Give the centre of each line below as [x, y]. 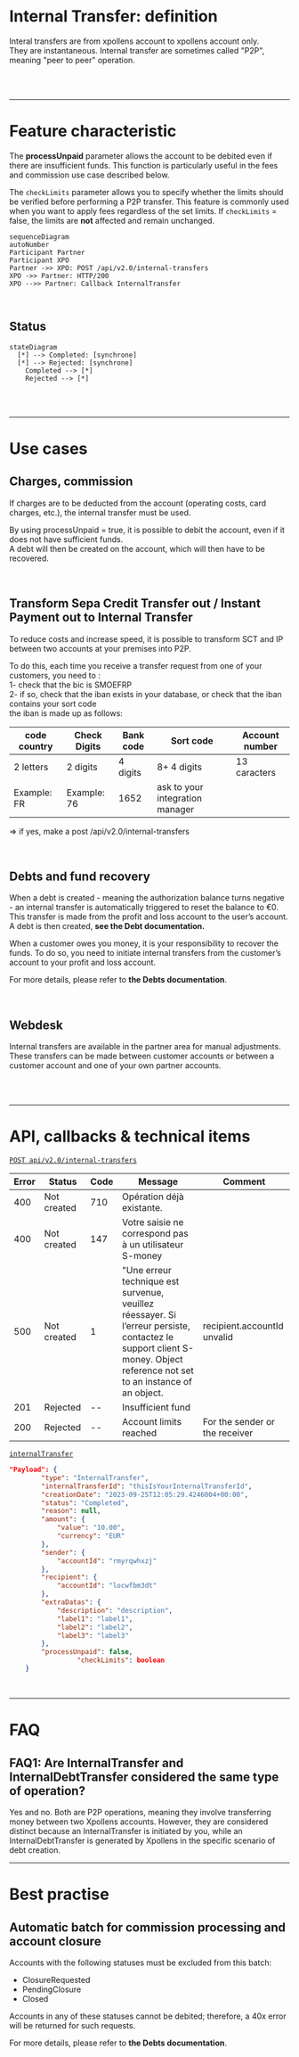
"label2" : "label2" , [95, 1627]
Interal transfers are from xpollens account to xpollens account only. [134, 41]
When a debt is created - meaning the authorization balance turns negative [147, 898]
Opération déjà [153, 1197]
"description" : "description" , [115, 1610]
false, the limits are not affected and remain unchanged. [112, 220]
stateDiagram [33, 347]
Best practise [59, 1894]
